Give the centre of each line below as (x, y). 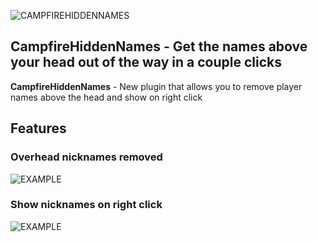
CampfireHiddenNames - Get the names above (159, 46)
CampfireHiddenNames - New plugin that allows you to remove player (156, 86)
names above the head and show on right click (106, 97)
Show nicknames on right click (86, 205)
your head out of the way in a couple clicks (146, 62)
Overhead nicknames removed (86, 157)
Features (38, 128)
